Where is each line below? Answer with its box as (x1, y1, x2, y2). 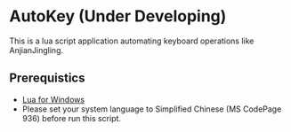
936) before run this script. (21, 113, 122, 123)
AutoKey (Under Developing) (9, 6, 227, 27)
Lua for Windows (21, 94, 85, 105)
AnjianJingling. (9, 44, 64, 55)
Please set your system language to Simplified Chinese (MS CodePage (21, 104, 282, 114)
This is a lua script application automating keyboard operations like (9, 35, 255, 46)
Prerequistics (9, 71, 85, 86)
